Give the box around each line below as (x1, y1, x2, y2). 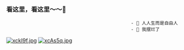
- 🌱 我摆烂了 (131, 27, 160, 33)
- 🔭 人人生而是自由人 (131, 20, 179, 26)
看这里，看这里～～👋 (6, 5, 67, 13)
